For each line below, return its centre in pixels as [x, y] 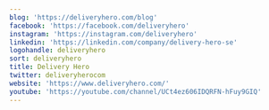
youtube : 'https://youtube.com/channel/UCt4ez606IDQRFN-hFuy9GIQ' [135, 91]
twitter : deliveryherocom [57, 75]
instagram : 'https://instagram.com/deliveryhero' [104, 34]
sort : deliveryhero [46, 59]
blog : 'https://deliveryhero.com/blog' [84, 17]
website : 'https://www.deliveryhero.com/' [89, 83]
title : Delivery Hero [50, 67]
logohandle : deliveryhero [57, 51]
